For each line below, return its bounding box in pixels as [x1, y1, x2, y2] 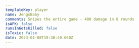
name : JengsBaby [5, 12, 39, 17]
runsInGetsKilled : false [5, 26, 58, 31]
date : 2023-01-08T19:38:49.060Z [5, 35, 73, 40]
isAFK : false [5, 21, 33, 26]
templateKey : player [5, 7, 49, 12]
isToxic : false [5, 30, 37, 35]
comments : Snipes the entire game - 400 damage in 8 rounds [5, 16, 135, 21]
